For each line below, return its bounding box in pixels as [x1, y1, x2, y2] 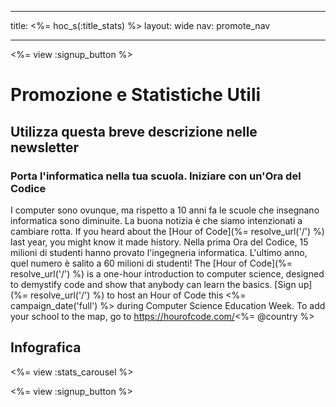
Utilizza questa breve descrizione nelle [10, 123, 258, 140]
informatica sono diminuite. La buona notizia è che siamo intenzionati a [10, 214, 303, 226]
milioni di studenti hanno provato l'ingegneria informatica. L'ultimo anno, [10, 246, 308, 258]
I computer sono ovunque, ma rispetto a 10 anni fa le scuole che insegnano [10, 204, 320, 216]
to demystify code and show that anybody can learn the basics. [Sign [10, 278, 297, 290]
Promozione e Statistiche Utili [10, 84, 262, 106]
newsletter [10, 139, 80, 156]
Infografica [10, 339, 82, 356]
